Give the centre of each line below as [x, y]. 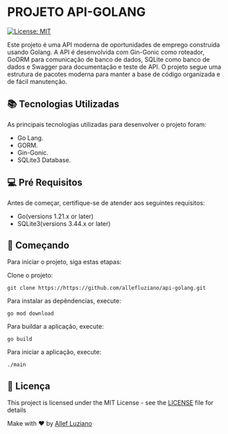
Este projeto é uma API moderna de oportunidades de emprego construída [114, 44]
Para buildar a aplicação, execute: [55, 327]
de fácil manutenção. [37, 81]
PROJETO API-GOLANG [77, 12]
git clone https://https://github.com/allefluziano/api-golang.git [107, 288]
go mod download [30, 314]
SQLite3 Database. [44, 159]
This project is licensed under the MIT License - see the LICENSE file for [110, 403]
